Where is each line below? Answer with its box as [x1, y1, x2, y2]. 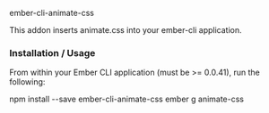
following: [9, 77, 46, 87]
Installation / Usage [9, 46, 96, 59]
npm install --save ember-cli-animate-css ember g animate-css [9, 93, 245, 105]
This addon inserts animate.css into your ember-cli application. [9, 25, 242, 35]
